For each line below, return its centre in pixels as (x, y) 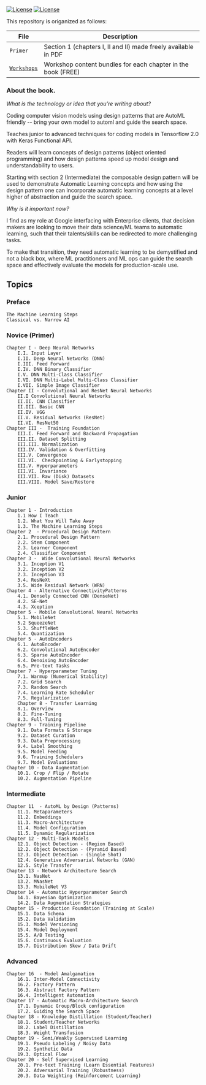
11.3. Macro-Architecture (51, 822)
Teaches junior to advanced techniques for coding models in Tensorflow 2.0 (103, 134)
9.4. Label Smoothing (45, 746)
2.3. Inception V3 (41, 574)
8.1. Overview (35, 709)
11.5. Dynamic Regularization (56, 833)
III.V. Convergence (42, 455)
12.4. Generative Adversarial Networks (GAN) (77, 860)
